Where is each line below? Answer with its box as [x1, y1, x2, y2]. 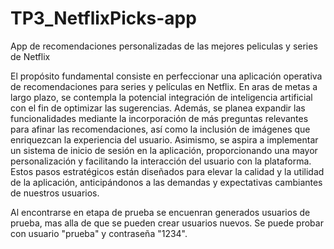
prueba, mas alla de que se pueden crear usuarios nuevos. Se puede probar [10, 217, 324, 229]
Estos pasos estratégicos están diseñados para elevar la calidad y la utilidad [10, 165, 325, 177]
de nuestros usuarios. [10, 187, 100, 199]
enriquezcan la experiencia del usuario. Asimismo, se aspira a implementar [10, 133, 319, 146]
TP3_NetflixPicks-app [10, 7, 197, 30]
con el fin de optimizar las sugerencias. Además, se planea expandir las [10, 102, 306, 114]
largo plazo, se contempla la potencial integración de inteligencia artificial [10, 91, 313, 103]
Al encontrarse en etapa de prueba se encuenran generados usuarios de [10, 206, 311, 218]
